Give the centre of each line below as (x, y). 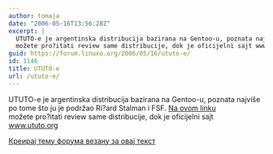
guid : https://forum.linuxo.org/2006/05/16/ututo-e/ (100, 53)
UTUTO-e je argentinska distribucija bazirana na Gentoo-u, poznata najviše (134, 99)
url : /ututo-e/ (34, 76)
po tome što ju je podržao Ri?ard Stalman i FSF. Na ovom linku (113, 108)
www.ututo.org (33, 125)
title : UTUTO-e (34, 69)
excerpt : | (27, 31)
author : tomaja (34, 16)
